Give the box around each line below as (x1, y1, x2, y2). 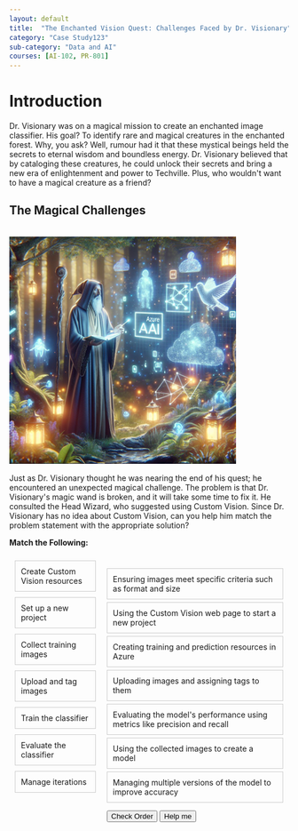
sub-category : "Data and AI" (9, 43, 117, 52)
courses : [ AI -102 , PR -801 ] (9, 52, 109, 61)
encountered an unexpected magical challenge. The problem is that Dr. (9, 482, 269, 492)
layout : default (9, 14, 69, 23)
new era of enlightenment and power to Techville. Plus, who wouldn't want (9, 168, 282, 179)
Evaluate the (20, 739, 67, 750)
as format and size (112, 583, 181, 594)
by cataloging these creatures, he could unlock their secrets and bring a (9, 158, 273, 169)
